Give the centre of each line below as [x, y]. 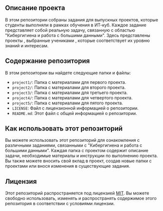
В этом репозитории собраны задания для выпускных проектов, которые [81, 19]
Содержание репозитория [47, 61]
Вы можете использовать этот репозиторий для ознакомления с [72, 140]
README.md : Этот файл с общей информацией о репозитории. [74, 113]
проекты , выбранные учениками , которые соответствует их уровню [77, 40]
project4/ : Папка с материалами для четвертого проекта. [72, 97]
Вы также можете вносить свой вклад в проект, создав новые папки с [78, 161]
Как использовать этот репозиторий [64, 129]
